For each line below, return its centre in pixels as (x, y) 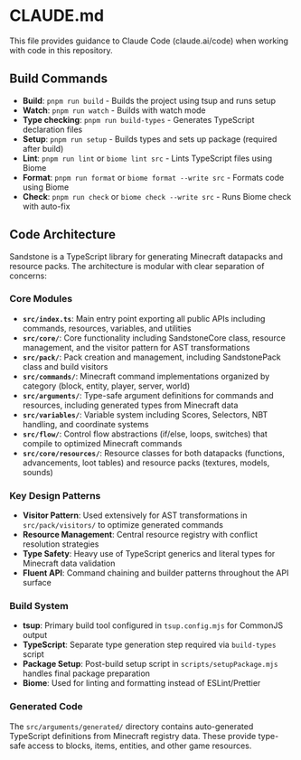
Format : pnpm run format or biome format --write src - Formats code (153, 177)
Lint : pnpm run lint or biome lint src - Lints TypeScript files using (147, 158)
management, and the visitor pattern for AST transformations (136, 347)
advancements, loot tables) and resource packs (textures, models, (146, 463)
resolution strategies (61, 544)
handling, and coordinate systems (85, 424)
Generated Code (46, 707)
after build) (43, 148)
